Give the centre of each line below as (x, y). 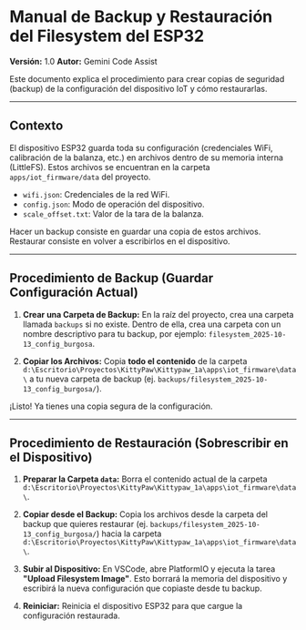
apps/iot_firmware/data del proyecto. (80, 177)
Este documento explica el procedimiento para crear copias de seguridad (147, 78)
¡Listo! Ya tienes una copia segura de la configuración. (111, 406)
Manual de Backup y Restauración (141, 17)
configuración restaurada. (71, 615)
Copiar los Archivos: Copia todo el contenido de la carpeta (135, 361)
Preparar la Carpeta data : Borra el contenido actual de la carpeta (145, 479)
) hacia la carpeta (129, 533)
